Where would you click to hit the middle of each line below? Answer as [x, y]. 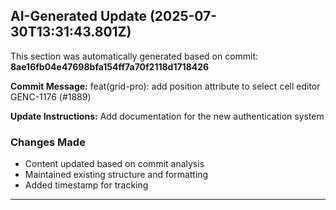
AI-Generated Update [78, 16]
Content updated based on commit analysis [114, 164]
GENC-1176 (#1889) [51, 96]
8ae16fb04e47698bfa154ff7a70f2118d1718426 [110, 66]
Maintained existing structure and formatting [116, 175]
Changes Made [48, 142]
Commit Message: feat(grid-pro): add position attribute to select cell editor [165, 86]
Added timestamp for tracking [86, 185]
